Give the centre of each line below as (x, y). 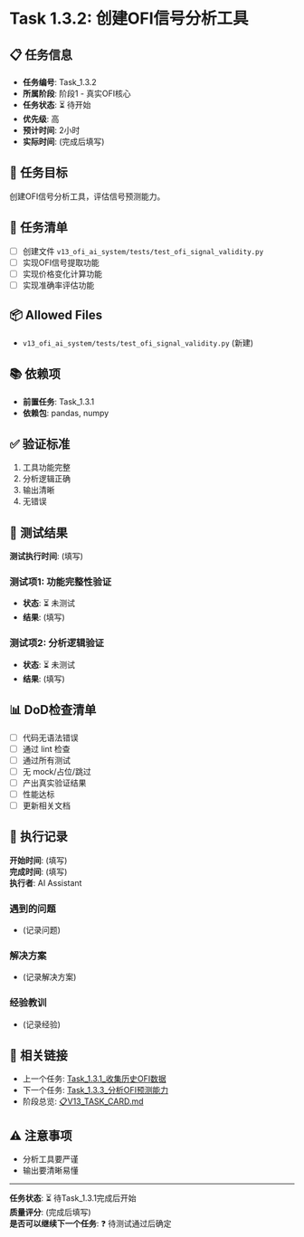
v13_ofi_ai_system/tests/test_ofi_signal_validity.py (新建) (138, 343)
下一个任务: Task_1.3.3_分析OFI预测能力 (95, 1090)
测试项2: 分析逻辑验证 (57, 643)
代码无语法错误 (50, 737)
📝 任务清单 (38, 228)
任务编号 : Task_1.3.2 (59, 82)
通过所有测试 (46, 760)
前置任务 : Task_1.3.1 (58, 401)
